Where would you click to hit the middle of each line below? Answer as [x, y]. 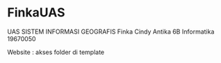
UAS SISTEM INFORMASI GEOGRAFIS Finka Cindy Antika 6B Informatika [111, 32]
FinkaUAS [36, 13]
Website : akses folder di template [56, 52]
